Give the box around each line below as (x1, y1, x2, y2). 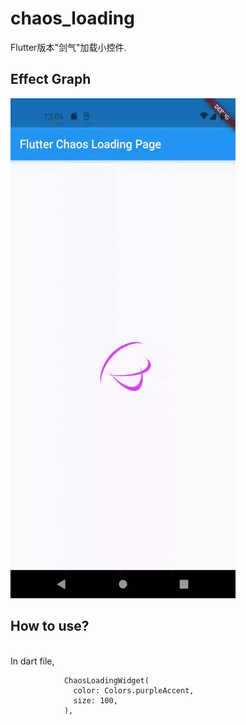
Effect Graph (10, 71, 92, 88)
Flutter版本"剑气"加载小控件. (10, 41, 127, 53)
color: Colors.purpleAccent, (73, 685, 195, 696)
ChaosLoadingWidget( (63, 675, 150, 686)
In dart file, (10, 655, 55, 667)
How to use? (10, 618, 90, 635)
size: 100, (73, 695, 118, 706)
